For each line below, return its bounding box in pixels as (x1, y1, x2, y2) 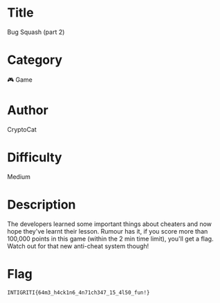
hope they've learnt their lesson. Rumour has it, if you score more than (7, 227, 208, 235)
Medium (7, 172, 31, 181)
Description (7, 196, 76, 212)
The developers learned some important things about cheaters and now (7, 220, 212, 228)
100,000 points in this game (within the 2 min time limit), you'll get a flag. (7, 234, 214, 243)
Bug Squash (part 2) (7, 28, 65, 36)
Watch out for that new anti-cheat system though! (7, 241, 149, 250)
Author (7, 103, 48, 119)
